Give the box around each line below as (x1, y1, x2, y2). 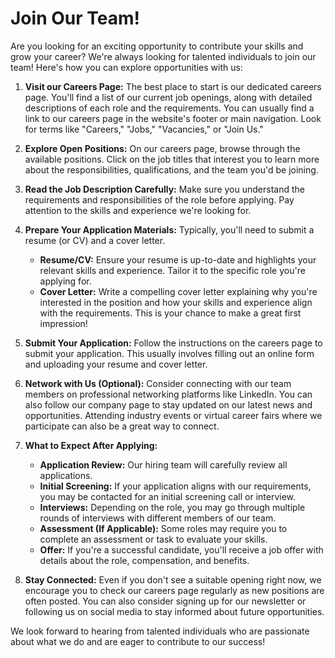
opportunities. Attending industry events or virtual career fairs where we (24, 409, 323, 421)
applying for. (39, 275, 92, 287)
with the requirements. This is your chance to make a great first (39, 307, 302, 319)
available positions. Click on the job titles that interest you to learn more (24, 153, 320, 165)
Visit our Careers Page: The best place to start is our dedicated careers (24, 80, 322, 92)
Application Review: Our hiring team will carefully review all (39, 458, 288, 471)
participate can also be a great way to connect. (24, 420, 220, 432)
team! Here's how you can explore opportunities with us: (10, 61, 243, 73)
